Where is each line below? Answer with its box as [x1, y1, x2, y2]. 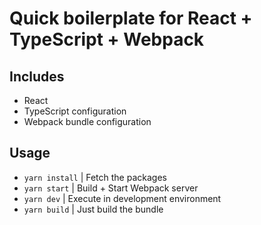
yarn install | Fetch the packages [23, 171, 167, 183]
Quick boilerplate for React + [9, 7, 253, 30]
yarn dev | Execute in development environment [23, 192, 222, 204]
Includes [9, 68, 65, 85]
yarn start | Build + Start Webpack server [23, 182, 199, 194]
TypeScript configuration [23, 105, 127, 117]
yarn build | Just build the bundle [23, 203, 164, 215]
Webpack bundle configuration [23, 116, 152, 127]
